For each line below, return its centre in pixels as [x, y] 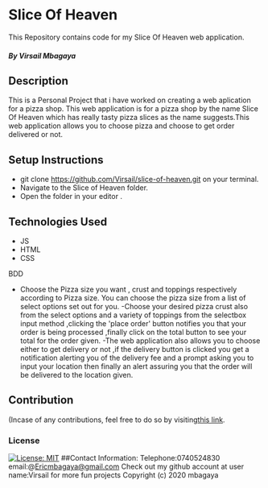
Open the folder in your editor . [71, 196]
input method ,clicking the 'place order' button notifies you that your [133, 323]
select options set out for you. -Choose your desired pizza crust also [134, 306]
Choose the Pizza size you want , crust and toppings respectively [128, 289]
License [24, 440]
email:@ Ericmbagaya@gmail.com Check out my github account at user [126, 467]
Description [38, 81]
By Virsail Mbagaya [42, 56]
